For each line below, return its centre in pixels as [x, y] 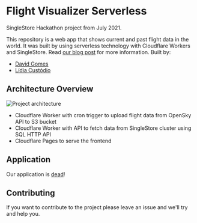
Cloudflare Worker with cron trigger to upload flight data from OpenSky [103, 115]
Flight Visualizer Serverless [77, 11]
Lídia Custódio [33, 70]
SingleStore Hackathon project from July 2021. [64, 28]
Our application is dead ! [36, 174]
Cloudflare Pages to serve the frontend [63, 141]
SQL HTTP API [33, 134]
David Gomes [32, 64]
